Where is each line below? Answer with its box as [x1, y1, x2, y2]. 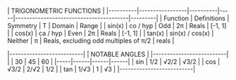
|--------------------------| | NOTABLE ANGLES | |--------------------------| [7, 50, 229, 58]
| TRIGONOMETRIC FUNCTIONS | [7, 7, 105, 15]
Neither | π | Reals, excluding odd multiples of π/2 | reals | [7, 36, 175, 45]
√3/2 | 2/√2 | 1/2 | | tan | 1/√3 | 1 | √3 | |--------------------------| [7, 65, 196, 73]
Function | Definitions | [163, 14, 230, 22]
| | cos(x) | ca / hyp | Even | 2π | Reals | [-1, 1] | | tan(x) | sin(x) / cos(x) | [7, 29, 214, 37]
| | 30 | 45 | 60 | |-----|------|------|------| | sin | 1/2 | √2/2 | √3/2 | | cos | [7, 58, 221, 66]
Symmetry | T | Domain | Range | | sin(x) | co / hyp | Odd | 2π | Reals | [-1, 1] [7, 22, 227, 29]
